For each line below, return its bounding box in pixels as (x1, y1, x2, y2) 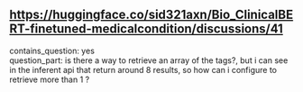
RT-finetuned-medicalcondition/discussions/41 (9, 22, 284, 37)
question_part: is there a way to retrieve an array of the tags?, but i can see (9, 54, 289, 66)
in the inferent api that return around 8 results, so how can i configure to (9, 64, 278, 75)
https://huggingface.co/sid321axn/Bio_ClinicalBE (9, 7, 294, 23)
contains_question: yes (9, 45, 95, 56)
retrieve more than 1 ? (9, 74, 90, 85)
